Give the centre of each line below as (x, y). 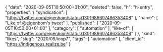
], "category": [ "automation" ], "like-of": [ (91, 28)
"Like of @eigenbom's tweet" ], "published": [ (52, 23)
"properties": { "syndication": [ (36, 12)
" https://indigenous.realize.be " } (38, 44)
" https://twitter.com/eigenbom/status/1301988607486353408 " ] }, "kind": (81, 33)
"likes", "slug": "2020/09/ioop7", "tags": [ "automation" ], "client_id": (75, 39)
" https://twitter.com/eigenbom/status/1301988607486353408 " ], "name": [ (81, 18)
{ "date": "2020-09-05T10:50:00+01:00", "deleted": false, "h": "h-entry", (79, 7)
